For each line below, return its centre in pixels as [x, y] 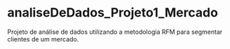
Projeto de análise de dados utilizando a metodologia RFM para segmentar [115, 32]
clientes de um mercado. [43, 39]
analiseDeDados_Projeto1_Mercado [113, 13]
